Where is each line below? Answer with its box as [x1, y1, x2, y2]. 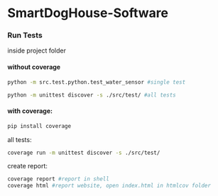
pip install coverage [7, 122, 72, 129]
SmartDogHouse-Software [7, 5, 169, 21]
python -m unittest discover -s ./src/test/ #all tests [7, 91, 176, 99]
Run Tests [7, 31, 43, 40]
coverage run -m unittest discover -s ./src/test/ [7, 149, 160, 156]
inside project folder [7, 46, 66, 55]
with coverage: [7, 107, 53, 115]
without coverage [7, 62, 61, 72]
